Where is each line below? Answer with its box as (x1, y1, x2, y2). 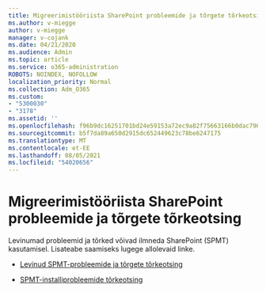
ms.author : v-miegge (8, 19, 77, 27)
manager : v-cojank (8, 33, 69, 42)
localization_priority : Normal (8, 78, 112, 85)
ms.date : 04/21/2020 (8, 41, 77, 49)
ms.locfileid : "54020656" (8, 159, 93, 167)
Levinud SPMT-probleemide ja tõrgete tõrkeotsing (19, 260, 184, 269)
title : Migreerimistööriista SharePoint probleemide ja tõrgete (8, 11, 225, 20)
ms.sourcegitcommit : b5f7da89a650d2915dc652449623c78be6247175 (8, 129, 222, 137)
